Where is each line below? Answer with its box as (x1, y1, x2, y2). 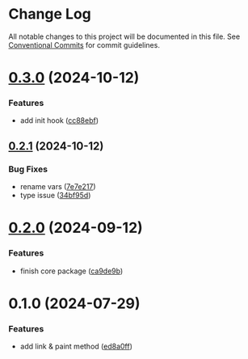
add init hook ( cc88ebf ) (19, 116, 99, 125)
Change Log (8, 5, 91, 23)
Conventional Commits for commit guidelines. (8, 40, 160, 49)
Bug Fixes (8, 163, 48, 175)
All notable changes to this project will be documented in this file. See (8, 32, 241, 41)
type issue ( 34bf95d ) (19, 191, 91, 201)
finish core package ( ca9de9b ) (19, 266, 124, 276)
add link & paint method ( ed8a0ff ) (19, 341, 133, 352)
